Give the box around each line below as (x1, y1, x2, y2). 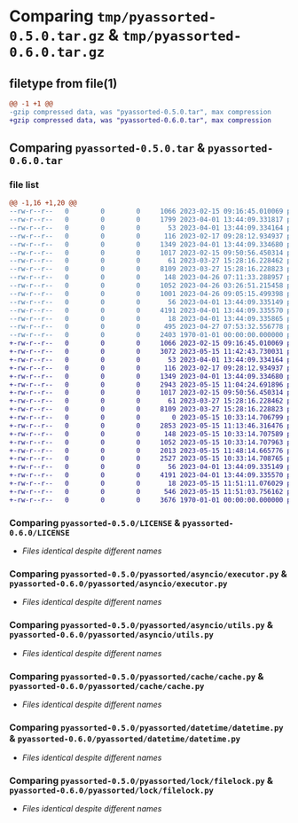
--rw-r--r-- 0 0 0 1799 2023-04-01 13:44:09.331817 (9, 216, 284, 224)
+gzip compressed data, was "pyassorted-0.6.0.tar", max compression (9, 115, 272, 125)
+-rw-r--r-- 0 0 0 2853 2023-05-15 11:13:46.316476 (9, 421, 284, 430)
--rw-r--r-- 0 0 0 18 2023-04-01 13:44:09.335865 (9, 314, 284, 323)
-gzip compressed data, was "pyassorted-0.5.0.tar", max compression (9, 107, 272, 116)
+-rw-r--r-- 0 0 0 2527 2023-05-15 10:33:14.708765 (9, 454, 284, 463)
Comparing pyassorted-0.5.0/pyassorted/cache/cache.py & (9, 670, 264, 682)
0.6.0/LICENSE (9, 528, 70, 537)
